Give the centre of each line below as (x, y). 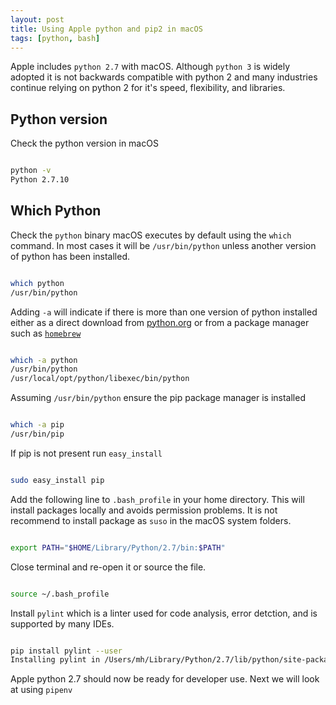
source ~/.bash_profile (60, 594)
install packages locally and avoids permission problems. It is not (144, 510)
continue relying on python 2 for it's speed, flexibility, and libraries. (148, 88)
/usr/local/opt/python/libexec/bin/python (100, 379)
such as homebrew (46, 333)
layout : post (37, 19)
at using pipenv (41, 690)
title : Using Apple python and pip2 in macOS (106, 29)
